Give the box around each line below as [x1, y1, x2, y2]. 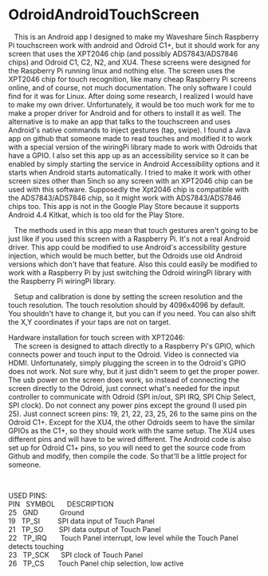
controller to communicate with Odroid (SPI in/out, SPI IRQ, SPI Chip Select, [8, 392, 256, 401]
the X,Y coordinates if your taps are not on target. [8, 317, 171, 326]
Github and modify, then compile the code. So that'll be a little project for [8, 451, 247, 460]
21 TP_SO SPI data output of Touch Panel [8, 524, 161, 534]
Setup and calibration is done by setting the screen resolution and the [14, 291, 243, 301]
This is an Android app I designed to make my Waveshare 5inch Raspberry [14, 32, 259, 41]
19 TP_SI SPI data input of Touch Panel [8, 516, 156, 526]
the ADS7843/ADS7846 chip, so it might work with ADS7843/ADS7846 [8, 193, 242, 203]
